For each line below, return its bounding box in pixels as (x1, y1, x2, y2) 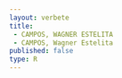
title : (9, 22, 34, 30)
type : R (9, 55, 38, 64)
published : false (9, 47, 74, 56)
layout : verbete (9, 13, 69, 22)
